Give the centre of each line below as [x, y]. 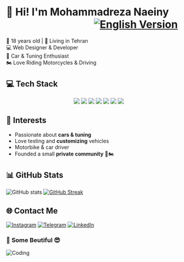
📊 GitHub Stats [35, 175]
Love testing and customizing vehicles [62, 141]
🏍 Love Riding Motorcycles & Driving [51, 62]
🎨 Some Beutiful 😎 [33, 240]
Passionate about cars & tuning [53, 134]
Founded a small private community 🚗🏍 [64, 154]
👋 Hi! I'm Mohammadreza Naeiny [88, 12]
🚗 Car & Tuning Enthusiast [38, 56]
